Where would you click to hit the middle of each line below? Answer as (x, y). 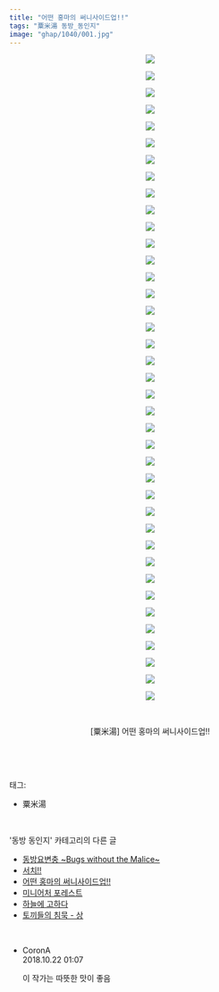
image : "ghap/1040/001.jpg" (62, 34)
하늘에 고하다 (45, 904)
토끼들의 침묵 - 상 (53, 915)
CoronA (36, 950)
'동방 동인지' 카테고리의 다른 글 (63, 840)
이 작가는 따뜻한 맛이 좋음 (67, 979)
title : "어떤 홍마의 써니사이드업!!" (69, 17)
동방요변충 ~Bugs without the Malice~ (91, 860)
